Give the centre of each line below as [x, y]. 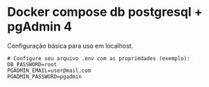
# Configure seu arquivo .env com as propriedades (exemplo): [99, 58]
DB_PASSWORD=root [32, 64]
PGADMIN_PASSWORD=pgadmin [44, 77]
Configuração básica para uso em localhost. [70, 46]
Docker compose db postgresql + [105, 12]
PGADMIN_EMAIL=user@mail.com [49, 70]
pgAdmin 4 [40, 27]
